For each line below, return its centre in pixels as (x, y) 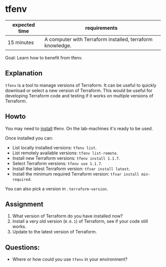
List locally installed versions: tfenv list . (54, 147)
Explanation (24, 73)
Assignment (24, 204)
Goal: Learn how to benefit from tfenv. (44, 57)
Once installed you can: (29, 138)
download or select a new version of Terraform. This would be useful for (79, 90)
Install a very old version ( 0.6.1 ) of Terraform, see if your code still (80, 222)
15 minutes (21, 42)
